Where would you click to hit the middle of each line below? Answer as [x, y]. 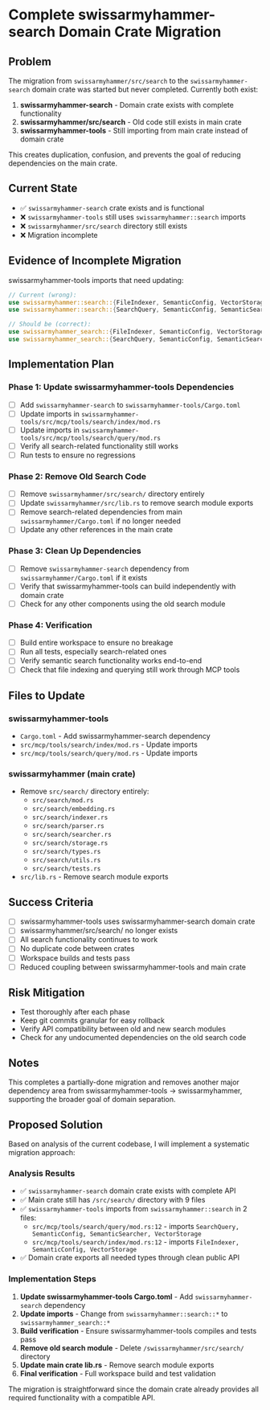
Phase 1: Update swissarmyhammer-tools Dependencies [121, 387]
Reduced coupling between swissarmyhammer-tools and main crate [133, 967]
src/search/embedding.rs [74, 810]
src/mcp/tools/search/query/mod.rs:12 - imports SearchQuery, [135, 1227]
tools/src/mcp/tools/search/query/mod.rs [90, 438]
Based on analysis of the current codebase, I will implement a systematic [129, 1144]
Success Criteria [51, 902]
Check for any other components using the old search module [123, 604]
